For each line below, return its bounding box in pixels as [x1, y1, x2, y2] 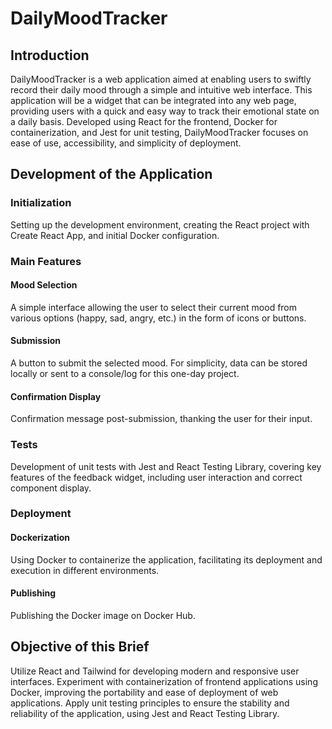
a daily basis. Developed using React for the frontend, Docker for [10, 116, 278, 127]
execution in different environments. [10, 564, 160, 576]
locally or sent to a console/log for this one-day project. [10, 368, 240, 380]
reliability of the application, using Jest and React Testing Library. [10, 707, 280, 719]
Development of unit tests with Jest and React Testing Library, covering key [10, 460, 322, 472]
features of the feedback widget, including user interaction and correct [10, 471, 303, 483]
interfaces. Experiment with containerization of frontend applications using [10, 675, 318, 687]
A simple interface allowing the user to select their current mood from [10, 301, 298, 313]
